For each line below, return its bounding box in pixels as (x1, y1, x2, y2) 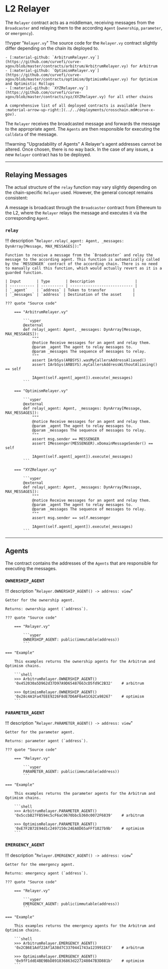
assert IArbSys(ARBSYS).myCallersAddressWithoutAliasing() (31, 362, 157, 367)
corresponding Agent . (5, 215, 49, 221)
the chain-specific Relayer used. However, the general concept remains (5, 189, 153, 195)
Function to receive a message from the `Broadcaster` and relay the (5, 253, 153, 258)
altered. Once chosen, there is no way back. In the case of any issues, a (5, 146, 153, 152)
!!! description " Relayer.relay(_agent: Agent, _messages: (5, 238, 124, 244)
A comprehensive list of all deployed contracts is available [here (5, 103, 151, 108)
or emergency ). (5, 30, 34, 36)
